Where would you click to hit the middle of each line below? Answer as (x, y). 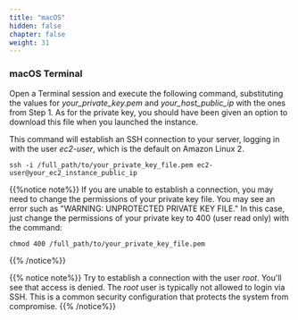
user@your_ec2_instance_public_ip (74, 173)
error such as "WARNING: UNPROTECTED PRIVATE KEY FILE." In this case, (147, 208)
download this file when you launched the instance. (104, 122)
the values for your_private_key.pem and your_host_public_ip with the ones (148, 103)
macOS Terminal (46, 74)
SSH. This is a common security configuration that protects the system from (149, 297)
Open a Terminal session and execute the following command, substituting (146, 93)
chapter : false (37, 34)
